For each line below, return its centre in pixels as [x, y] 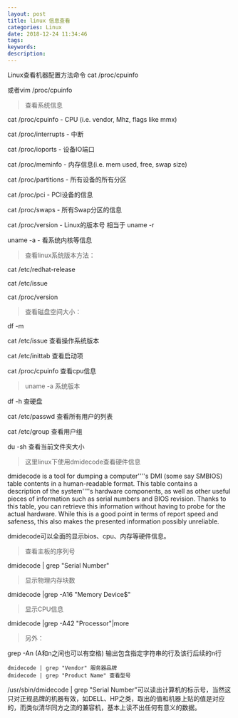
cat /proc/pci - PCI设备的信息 [50, 194]
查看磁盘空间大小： [53, 311]
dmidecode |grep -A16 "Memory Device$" [69, 594]
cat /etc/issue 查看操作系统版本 [53, 340]
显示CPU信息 [44, 609]
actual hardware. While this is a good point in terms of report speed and [113, 514]
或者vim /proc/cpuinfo [40, 90]
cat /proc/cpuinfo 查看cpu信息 [52, 370]
